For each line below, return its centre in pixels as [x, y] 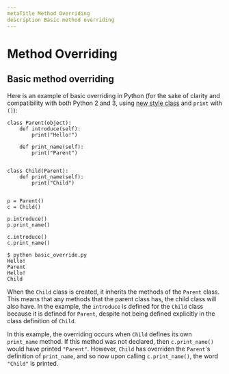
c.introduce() [27, 237]
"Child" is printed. [33, 363]
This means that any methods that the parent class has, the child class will [112, 299]
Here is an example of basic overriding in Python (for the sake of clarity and [114, 95]
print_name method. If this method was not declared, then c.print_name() [110, 341]
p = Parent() [26, 201]
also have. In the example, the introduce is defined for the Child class [105, 306]
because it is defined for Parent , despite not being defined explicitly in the [111, 314]
